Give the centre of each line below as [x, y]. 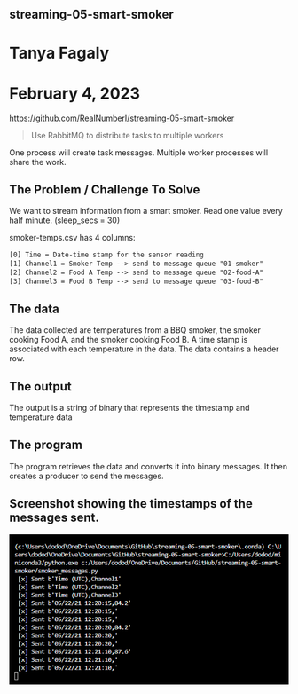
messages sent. [54, 518]
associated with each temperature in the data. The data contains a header [144, 349]
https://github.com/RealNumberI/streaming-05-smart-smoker [122, 118]
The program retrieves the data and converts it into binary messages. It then [149, 466]
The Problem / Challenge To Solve [105, 189]
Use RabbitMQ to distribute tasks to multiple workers [127, 135]
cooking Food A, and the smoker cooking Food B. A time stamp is [129, 340]
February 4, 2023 [74, 93]
